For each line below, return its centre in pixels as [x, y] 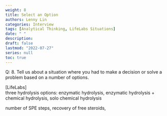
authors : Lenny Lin [26, 19]
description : [19, 39]
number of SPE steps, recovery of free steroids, [56, 108]
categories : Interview [29, 24]
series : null [19, 53]
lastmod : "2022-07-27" [29, 48]
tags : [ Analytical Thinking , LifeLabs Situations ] [60, 29]
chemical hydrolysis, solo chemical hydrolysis [54, 98]
